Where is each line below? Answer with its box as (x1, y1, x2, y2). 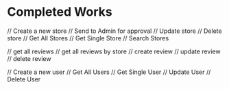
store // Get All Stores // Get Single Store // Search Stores (7, 34, 169, 42)
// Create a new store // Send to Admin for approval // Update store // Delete (7, 27, 222, 35)
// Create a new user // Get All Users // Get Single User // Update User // (7, 68, 211, 76)
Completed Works (7, 4, 112, 20)
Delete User (7, 75, 41, 83)
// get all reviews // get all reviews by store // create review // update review (7, 47, 221, 55)
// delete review (7, 54, 51, 62)
